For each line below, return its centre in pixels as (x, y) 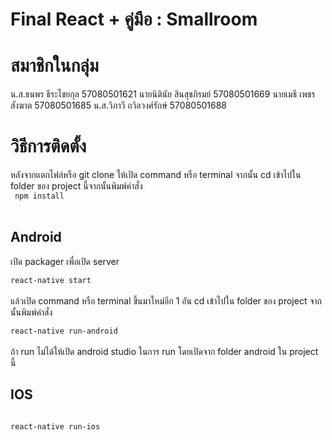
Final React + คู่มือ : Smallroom (134, 19)
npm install (39, 196)
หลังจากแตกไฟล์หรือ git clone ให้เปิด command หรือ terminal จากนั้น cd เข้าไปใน (156, 175)
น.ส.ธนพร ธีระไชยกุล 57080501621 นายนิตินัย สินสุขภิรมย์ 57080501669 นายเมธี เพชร (163, 94)
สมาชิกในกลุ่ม (54, 65)
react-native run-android (64, 331)
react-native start (51, 280)
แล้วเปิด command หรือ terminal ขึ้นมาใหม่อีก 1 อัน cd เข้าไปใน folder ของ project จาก (166, 300)
